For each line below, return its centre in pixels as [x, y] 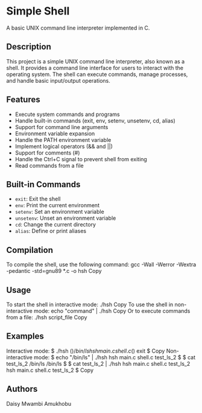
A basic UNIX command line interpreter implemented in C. [78, 28]
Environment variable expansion [55, 133]
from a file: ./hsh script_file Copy [47, 317]
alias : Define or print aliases [50, 231]
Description [29, 47]
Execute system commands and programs [67, 114]
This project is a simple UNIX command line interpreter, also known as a [96, 61]
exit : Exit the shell [38, 199]
